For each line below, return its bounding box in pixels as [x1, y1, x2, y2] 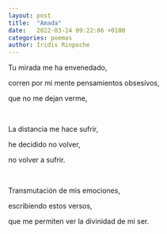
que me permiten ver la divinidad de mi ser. [8, 217, 150, 226]
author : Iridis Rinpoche [8, 41, 90, 49]
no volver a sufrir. [8, 155, 66, 165]
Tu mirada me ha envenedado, [8, 63, 108, 72]
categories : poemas [8, 33, 73, 42]
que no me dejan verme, [8, 94, 88, 103]
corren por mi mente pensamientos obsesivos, [8, 79, 160, 88]
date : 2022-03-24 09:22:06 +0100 [8, 26, 126, 34]
